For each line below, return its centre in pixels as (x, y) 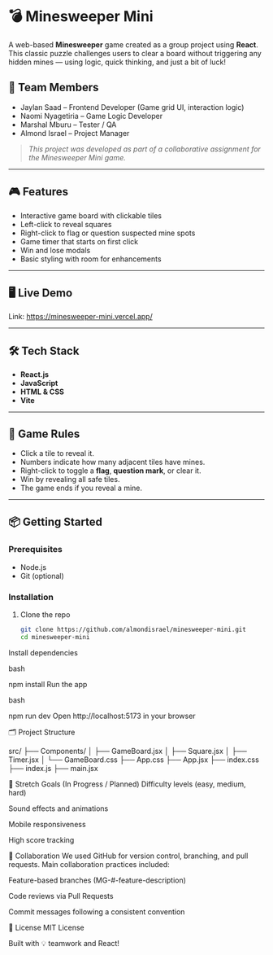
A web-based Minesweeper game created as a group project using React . (133, 44)
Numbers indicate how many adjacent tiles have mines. (113, 462)
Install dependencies (43, 652)
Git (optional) (42, 576)
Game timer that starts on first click (79, 241)
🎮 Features (39, 192)
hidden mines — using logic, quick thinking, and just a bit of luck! (117, 62)
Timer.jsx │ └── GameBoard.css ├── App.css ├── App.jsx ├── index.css (134, 760)
